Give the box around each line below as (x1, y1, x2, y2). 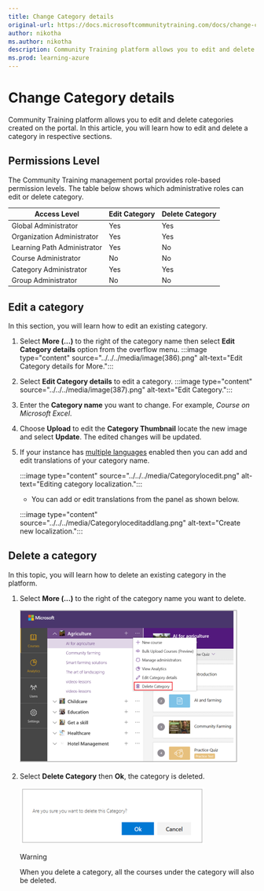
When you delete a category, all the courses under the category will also (19, 867, 255, 876)
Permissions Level (8, 154, 100, 168)
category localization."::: (64, 479, 143, 489)
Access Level (34, 209, 80, 219)
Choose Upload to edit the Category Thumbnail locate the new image (19, 424, 247, 434)
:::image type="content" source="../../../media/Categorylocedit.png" (19, 471, 240, 481)
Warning (19, 852, 47, 861)
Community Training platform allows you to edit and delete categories (8, 115, 234, 124)
